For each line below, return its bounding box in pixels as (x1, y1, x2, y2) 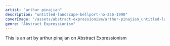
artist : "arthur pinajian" (5, 7, 62, 12)
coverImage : (5, 16, 30, 21)
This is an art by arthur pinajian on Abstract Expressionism (5, 35, 127, 41)
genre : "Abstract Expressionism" (5, 21, 76, 26)
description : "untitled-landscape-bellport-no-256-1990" (5, 12, 128, 17)
